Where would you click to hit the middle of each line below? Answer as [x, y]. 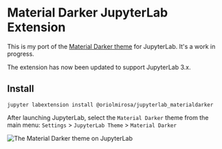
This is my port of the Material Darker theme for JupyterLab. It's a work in [111, 46]
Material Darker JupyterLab [88, 13]
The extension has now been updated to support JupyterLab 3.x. [99, 67]
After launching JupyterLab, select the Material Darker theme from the [108, 117]
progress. [21, 54]
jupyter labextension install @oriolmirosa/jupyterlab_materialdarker [110, 105]
